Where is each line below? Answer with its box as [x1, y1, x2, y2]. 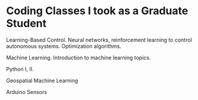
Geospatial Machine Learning [6, 77, 78, 84]
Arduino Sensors [6, 88, 48, 95]
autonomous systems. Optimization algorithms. [6, 43, 122, 50]
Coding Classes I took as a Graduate [6, 4, 188, 18]
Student [6, 17, 47, 30]
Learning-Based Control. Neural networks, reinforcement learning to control [6, 36, 192, 43]
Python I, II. [6, 65, 34, 72]
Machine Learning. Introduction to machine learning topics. [6, 54, 151, 61]
